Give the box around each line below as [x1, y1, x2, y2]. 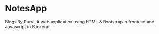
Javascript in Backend [5, 23, 50, 29]
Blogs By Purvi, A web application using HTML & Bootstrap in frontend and [5, 19, 155, 24]
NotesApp [5, 3, 47, 14]
